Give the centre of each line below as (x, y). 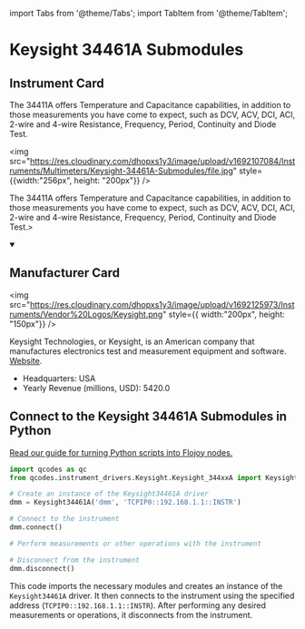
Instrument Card (57, 83)
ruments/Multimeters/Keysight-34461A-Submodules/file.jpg (121, 171)
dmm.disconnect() (42, 568)
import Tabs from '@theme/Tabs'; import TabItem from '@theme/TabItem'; (149, 13)
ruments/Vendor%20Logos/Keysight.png (86, 314)
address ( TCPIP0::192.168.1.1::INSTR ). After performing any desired (138, 605)
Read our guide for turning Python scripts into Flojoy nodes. (121, 452)
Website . (26, 360)
